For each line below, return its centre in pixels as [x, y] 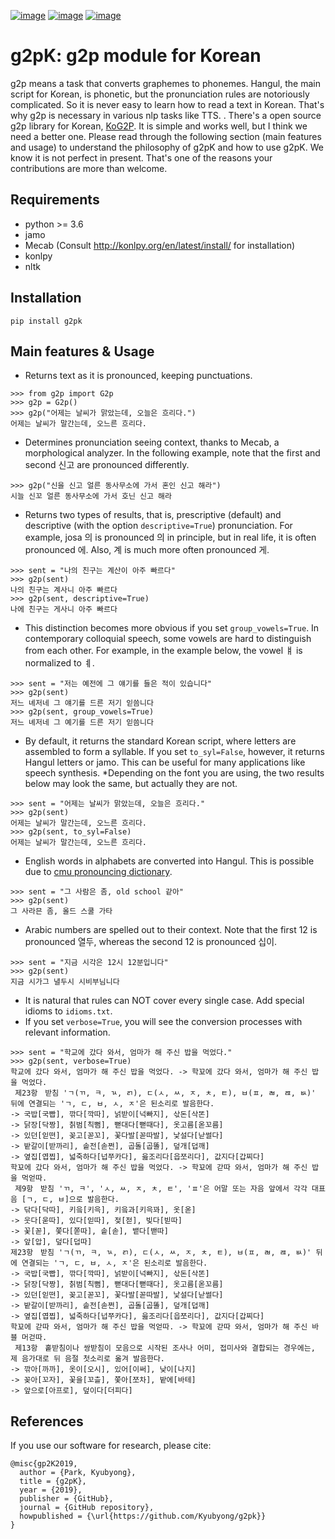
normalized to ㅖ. [59, 663]
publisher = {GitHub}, [66, 1499]
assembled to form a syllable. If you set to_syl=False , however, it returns [174, 752]
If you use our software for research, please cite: [111, 1446]
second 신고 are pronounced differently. [107, 465]
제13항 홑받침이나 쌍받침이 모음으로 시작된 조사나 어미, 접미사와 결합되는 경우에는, [165, 1348]
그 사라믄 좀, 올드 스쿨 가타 [61, 911]
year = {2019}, [51, 1490]
